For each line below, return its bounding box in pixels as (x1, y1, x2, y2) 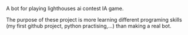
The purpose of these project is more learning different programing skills (6, 16, 182, 23)
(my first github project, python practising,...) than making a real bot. (6, 23, 172, 29)
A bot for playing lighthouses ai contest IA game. (6, 5, 124, 12)
